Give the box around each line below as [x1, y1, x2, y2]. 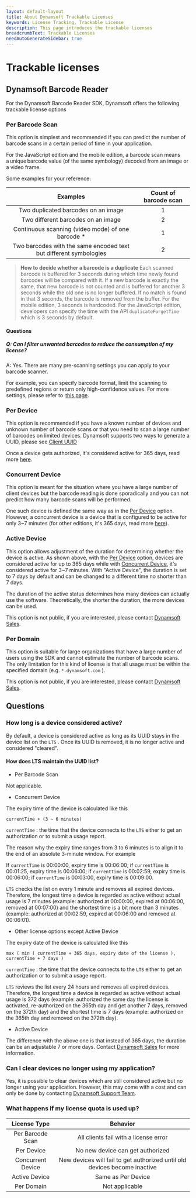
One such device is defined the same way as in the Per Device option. [6, 507, 174, 515]
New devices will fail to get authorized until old [58, 1156, 187, 1164]
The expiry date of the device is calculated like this [6, 939, 128, 946]
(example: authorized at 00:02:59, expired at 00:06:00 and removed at [6, 910, 176, 917]
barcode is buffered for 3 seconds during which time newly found [20, 270, 178, 278]
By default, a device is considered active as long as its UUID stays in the [6, 732, 180, 739]
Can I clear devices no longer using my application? [6, 1064, 156, 1072]
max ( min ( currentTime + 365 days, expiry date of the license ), [6, 950, 176, 956]
